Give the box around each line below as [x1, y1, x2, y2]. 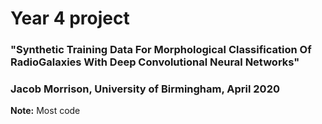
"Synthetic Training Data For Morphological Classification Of [10, 43, 312, 57]
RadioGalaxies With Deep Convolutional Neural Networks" [10, 55, 300, 69]
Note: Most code [10, 105, 81, 117]
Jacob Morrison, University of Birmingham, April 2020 [10, 82, 280, 96]
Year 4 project [10, 7, 130, 30]
